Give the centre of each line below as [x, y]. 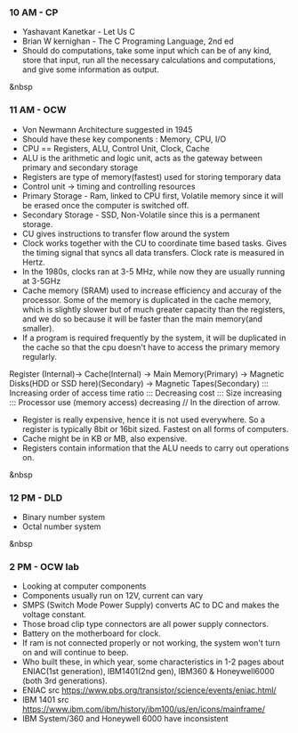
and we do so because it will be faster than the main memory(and [142, 319]
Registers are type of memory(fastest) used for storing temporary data [152, 176]
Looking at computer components [84, 586]
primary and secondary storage [80, 167]
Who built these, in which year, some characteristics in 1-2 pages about [153, 662]
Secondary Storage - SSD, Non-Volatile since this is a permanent [141, 215]
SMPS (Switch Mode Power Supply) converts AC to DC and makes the [151, 605]
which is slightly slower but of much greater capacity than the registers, [153, 309]
